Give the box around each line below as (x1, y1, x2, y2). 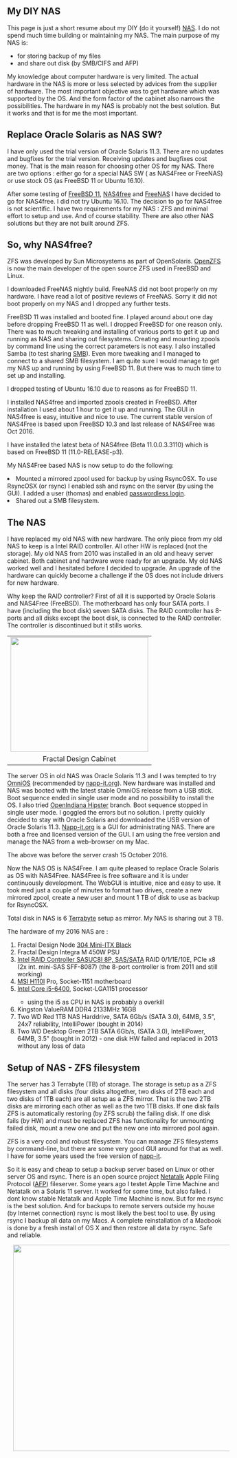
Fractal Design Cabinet (42, 754, 117, 764)
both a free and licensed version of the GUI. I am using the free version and (7, 830, 221, 839)
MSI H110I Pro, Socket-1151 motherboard (16, 977, 132, 986)
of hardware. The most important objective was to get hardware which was (7, 87, 220, 95)
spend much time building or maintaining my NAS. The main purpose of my (7, 31, 220, 39)
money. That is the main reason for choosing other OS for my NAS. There (7, 162, 214, 170)
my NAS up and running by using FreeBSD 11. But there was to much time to (7, 364, 222, 372)
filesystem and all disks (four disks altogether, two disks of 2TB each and (7, 1087, 214, 1096)
